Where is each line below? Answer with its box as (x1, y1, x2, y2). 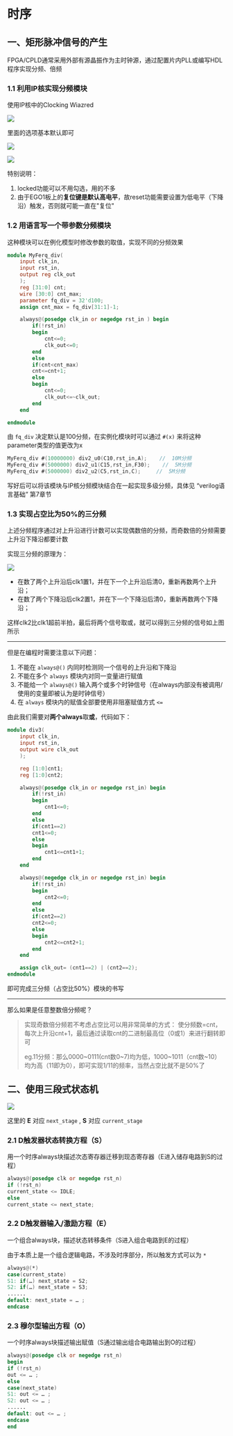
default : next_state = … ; (7, 1297, 85, 1304)
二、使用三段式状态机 (7, 1083, 98, 1095)
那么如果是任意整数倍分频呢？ (7, 1006, 92, 1014)
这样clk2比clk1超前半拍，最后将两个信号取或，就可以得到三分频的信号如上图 (7, 618, 225, 627)
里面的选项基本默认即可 (7, 129, 74, 137)
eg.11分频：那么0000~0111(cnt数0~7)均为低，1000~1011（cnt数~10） (24, 1053, 221, 1061)
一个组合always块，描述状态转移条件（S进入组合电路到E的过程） (7, 1236, 193, 1244)
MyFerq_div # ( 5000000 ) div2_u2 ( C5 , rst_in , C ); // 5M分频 (7, 468, 186, 475)
